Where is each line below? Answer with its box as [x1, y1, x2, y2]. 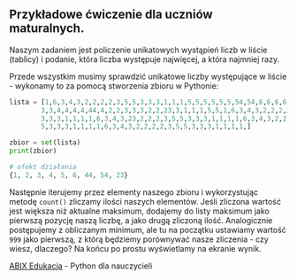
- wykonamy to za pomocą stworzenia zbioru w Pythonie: [9, 80, 219, 91]
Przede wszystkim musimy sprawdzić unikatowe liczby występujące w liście [9, 71, 287, 82]
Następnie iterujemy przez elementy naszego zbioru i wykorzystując [9, 186, 259, 198]
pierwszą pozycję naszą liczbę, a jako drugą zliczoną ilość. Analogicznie [9, 214, 273, 225]
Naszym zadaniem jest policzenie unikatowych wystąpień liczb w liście [9, 44, 268, 55]
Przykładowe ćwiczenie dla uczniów [9, 7, 214, 22]
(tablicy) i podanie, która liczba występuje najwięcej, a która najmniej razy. [9, 53, 280, 65]
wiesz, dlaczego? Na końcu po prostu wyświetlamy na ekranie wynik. [9, 243, 263, 253]
